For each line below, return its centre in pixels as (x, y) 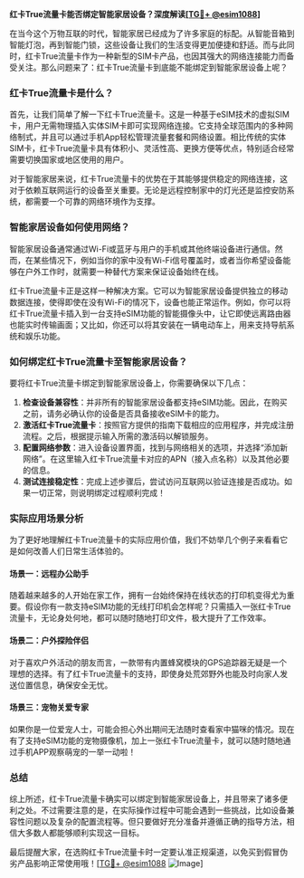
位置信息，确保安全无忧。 (65, 685)
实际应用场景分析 (47, 518)
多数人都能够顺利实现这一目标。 (85, 833)
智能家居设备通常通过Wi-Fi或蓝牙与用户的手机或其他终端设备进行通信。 (142, 249)
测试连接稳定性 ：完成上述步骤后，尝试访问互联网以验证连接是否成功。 (153, 481)
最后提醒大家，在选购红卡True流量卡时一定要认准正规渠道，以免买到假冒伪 (148, 852)
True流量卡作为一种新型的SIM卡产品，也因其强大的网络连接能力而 (163, 56)
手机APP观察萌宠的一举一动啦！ (76, 751)
